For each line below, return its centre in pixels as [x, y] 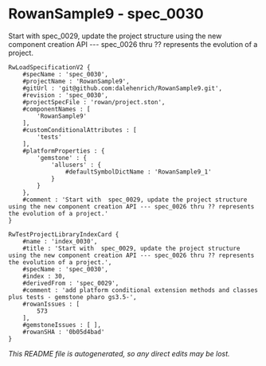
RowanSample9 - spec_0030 [106, 14]
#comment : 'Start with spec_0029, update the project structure [135, 200]
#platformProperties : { [64, 151]
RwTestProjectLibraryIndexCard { [64, 234]
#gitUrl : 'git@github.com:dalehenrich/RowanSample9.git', [123, 88]
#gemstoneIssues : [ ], [62, 325]
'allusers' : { [76, 165]
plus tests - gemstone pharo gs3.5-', [72, 297]
